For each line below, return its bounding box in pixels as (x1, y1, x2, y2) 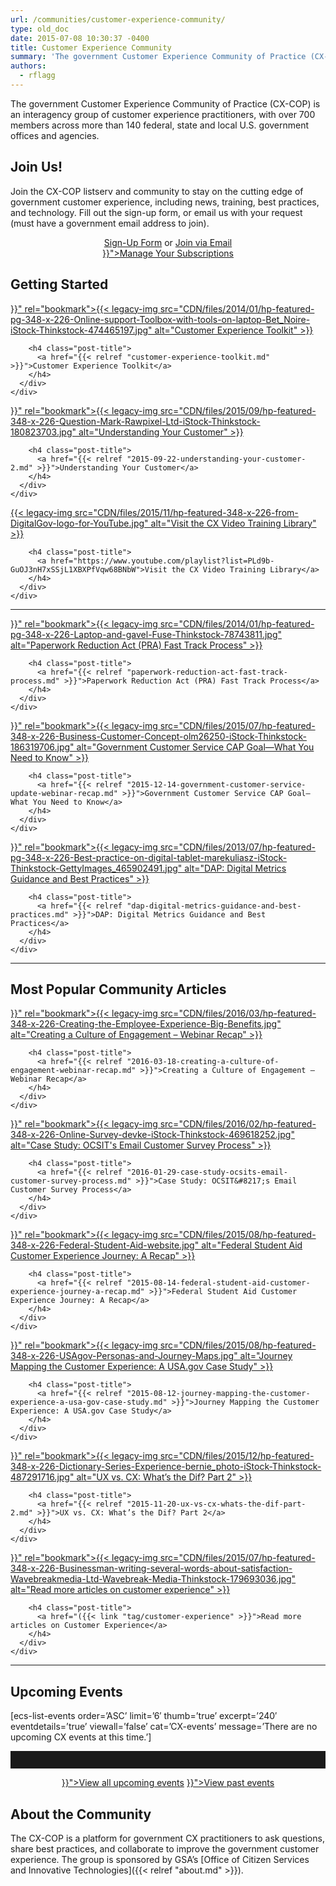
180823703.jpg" (10, 426, 77, 438)
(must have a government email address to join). (10, 217, 210, 229)
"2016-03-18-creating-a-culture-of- (126, 1057, 280, 1067)
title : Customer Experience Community (10, 42, 172, 53)
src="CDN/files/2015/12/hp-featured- (159, 1450, 315, 1462)
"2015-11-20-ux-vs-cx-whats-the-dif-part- (126, 1499, 307, 1510)
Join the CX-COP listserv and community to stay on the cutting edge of (10, 185, 304, 197)
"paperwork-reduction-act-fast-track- (126, 667, 288, 677)
